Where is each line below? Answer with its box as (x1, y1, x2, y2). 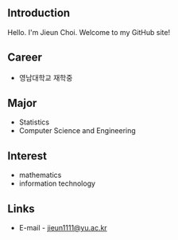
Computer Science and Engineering (18, 126, 136, 136)
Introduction (7, 6, 71, 20)
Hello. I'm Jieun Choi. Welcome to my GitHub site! (7, 27, 171, 37)
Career (7, 51, 43, 65)
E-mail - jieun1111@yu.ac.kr (18, 223, 108, 233)
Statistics (18, 117, 50, 127)
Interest (7, 149, 47, 163)
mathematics (18, 171, 62, 180)
